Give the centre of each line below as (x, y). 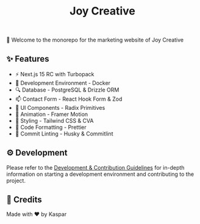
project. (16, 180)
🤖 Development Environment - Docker (63, 83)
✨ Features (28, 59)
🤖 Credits (24, 199)
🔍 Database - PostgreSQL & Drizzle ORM (67, 90)
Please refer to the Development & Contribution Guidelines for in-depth (95, 167)
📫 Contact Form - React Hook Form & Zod (69, 99)
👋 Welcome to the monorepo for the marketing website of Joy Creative (95, 40)
